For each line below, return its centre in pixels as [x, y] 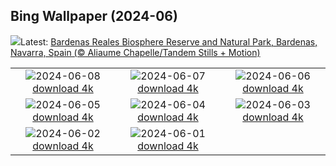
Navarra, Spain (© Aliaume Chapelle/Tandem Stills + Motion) [135, 52]
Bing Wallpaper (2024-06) [94, 16]
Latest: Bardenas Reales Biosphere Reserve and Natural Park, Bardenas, [169, 41]
